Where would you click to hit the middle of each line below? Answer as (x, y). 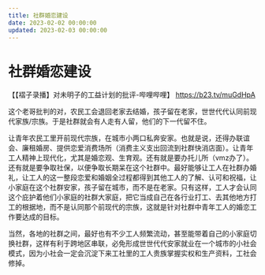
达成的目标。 (43, 217)
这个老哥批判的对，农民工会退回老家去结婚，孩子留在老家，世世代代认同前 (129, 112)
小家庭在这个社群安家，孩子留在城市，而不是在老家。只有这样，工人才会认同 (132, 188)
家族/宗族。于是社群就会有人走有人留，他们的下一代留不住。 (113, 121)
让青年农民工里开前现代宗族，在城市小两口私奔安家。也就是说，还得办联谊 (129, 138)
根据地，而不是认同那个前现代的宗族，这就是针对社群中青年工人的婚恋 (136, 207)
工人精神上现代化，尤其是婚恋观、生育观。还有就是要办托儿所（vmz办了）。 (131, 158)
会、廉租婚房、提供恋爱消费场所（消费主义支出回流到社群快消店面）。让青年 (131, 148)
